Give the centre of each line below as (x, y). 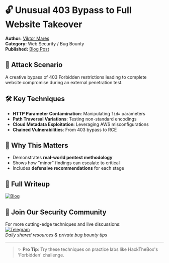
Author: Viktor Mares (27, 38)
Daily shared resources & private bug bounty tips (56, 235)
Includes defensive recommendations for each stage (68, 168)
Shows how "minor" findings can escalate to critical (66, 163)
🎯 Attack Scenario (34, 65)
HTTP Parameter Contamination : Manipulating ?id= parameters (79, 113)
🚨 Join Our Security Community (56, 212)
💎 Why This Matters (37, 145)
